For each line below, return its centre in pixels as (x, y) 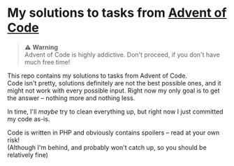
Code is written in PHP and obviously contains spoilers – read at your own (114, 132)
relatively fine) (28, 155)
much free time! (47, 62)
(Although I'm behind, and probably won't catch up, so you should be (107, 147)
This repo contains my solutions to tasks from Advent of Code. (97, 76)
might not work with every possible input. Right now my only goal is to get (114, 90)
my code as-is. (29, 119)
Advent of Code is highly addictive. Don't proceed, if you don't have (122, 55)
